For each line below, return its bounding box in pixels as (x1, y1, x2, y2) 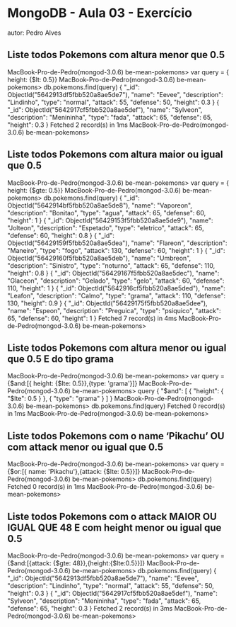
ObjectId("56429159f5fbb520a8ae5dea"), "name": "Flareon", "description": (7, 239, 228, 247)
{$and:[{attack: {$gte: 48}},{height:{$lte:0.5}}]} (7, 559, 146, 567)
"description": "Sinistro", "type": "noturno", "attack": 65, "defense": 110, (7, 261, 216, 270)
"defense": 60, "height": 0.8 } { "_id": (7, 231, 115, 239)
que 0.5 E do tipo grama (7, 353, 114, 365)
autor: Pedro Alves (7, 28, 61, 37)
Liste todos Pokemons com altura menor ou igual (7, 341, 227, 354)
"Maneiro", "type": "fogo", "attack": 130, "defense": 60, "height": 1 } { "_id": (7, 246, 225, 254)
